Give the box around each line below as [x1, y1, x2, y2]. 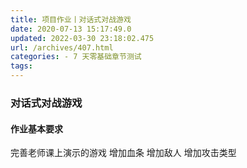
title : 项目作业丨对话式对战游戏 [10, 14, 132, 25]
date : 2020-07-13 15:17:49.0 [10, 24, 132, 34]
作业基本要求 [10, 122, 63, 135]
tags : [10, 61, 33, 71]
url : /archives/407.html [10, 42, 114, 53]
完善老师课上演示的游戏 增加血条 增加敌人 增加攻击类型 [10, 147, 237, 159]
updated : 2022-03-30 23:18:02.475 [10, 33, 155, 43]
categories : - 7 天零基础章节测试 [10, 52, 142, 62]
